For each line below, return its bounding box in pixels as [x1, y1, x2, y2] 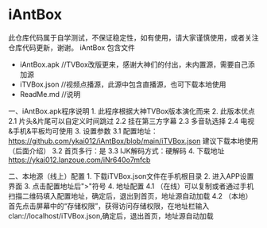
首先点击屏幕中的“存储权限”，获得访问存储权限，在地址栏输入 [8, 201, 210, 211]
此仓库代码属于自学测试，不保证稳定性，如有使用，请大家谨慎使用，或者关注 [8, 33, 259, 42]
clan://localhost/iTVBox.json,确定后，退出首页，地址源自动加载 [8, 211, 214, 220]
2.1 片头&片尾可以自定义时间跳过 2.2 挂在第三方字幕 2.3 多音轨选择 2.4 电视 [8, 116, 255, 126]
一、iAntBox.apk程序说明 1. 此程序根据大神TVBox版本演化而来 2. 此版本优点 [8, 106, 256, 116]
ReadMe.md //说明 [19, 89, 81, 99]
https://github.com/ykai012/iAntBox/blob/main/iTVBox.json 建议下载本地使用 [8, 136, 258, 145]
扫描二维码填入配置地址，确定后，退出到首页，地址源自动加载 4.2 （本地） [8, 191, 253, 200]
